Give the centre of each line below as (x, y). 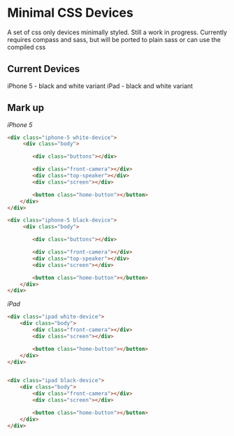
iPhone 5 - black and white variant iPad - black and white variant (100, 86)
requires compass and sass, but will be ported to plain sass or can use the (114, 39)
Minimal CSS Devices (71, 13)
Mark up (26, 108)
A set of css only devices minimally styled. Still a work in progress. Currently (117, 32)
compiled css (27, 47)
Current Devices (44, 69)
